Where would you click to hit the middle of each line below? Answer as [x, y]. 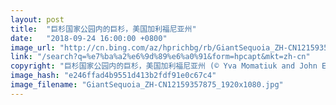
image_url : [33, 47]
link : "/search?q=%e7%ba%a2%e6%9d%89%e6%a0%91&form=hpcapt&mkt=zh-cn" [160, 57]
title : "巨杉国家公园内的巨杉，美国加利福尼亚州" [103, 29]
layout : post [37, 19]
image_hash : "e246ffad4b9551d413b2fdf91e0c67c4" [113, 76]
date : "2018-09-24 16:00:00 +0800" [89, 38]
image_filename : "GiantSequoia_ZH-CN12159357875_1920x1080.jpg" [147, 85]
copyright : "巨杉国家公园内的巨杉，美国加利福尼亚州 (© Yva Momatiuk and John [164, 66]
